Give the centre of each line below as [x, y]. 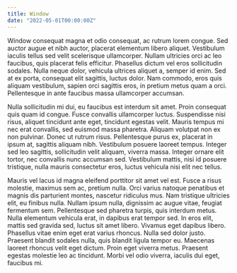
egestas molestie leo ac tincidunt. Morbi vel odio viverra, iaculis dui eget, [114, 255]
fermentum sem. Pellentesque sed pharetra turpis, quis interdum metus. [112, 210]
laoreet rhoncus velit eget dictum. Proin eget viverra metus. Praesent [108, 248]
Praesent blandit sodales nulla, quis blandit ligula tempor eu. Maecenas [111, 240]
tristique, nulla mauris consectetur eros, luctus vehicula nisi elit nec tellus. [115, 166]
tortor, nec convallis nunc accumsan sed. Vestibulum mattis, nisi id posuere [117, 159]
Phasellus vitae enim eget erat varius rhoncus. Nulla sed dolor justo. [106, 233]
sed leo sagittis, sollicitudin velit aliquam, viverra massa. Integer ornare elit [116, 152]
